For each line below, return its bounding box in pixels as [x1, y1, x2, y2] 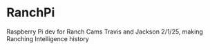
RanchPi [6, 5, 55, 21]
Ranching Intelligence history [6, 34, 89, 42]
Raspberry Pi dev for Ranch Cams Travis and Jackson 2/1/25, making [6, 27, 203, 36]
